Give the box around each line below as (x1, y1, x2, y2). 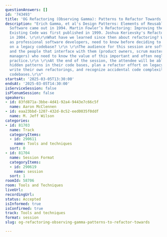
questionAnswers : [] (5, 7, 48, 12)
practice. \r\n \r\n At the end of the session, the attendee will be (9, 58, 155, 63)
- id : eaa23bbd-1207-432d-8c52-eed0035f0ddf (5, 109, 99, 114)
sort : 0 (9, 146, 26, 151)
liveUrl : (5, 187, 23, 192)
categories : (5, 118, 30, 123)
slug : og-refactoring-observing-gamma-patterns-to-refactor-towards (5, 220, 150, 225)
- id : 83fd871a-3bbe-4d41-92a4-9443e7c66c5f (5, 100, 99, 105)
